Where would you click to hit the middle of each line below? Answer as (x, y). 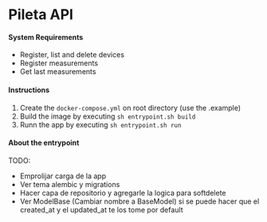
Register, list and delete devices (72, 55)
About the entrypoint (44, 143)
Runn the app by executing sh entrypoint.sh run (100, 124)
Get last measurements (58, 72)
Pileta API (41, 15)
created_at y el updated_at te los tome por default (101, 209)
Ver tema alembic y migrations (70, 184)
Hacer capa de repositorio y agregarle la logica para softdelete (123, 193)
